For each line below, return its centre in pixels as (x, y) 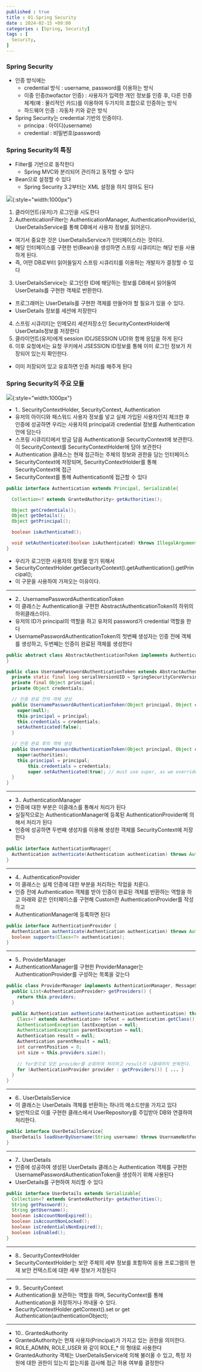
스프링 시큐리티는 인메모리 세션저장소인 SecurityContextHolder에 (92, 323)
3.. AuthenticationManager (48, 800)
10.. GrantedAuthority (41, 1333)
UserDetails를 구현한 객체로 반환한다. (59, 290)
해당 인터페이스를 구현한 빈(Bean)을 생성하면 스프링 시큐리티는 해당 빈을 (99, 248)
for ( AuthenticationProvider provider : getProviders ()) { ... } (101, 1070)
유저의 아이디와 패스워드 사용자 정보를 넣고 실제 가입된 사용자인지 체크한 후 (103, 417)
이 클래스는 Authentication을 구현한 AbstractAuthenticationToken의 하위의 (104, 606)
